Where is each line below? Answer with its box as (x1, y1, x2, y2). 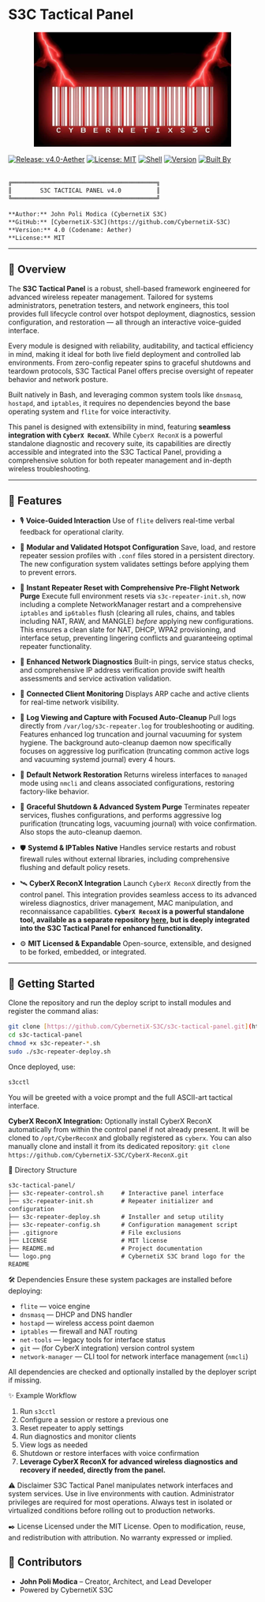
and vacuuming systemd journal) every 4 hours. (19, 754, 176, 763)
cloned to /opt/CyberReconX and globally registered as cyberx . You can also (8, 1133, 252, 1142)
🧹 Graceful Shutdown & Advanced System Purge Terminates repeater (19, 801, 250, 811)
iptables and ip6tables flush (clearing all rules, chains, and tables (19, 608, 235, 617)
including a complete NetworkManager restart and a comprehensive (19, 599, 242, 609)
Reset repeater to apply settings (19, 1423, 124, 1432)
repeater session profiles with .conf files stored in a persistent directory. (19, 550, 255, 560)
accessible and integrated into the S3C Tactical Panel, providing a (8, 447, 222, 456)
